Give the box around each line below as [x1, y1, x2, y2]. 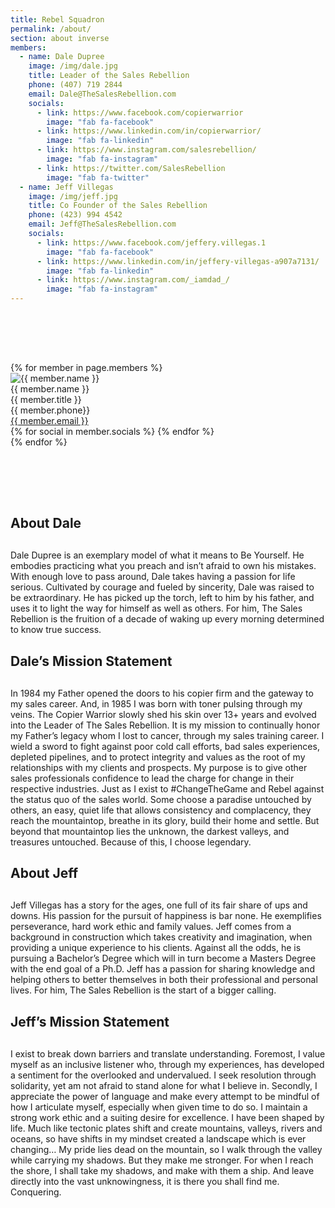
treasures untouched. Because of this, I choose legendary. [10, 836, 252, 848]
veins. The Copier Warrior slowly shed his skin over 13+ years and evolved [10, 708, 317, 720]
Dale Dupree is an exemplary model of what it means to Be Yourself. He [10, 549, 305, 561]
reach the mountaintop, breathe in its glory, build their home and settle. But [10, 814, 320, 826]
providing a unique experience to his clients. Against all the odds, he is [10, 942, 302, 954]
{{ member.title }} [10, 394, 82, 405]
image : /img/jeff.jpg [28, 191, 118, 201]
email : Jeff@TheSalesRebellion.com [28, 219, 177, 230]
